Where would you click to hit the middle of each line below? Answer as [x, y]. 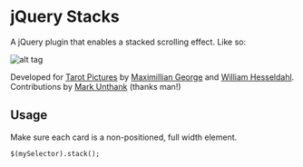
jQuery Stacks [65, 17]
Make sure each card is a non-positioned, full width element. [124, 137]
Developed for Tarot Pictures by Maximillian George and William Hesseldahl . [152, 77]
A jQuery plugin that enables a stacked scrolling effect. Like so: [128, 42]
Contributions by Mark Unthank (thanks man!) [96, 86]
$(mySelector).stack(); [55, 153]
